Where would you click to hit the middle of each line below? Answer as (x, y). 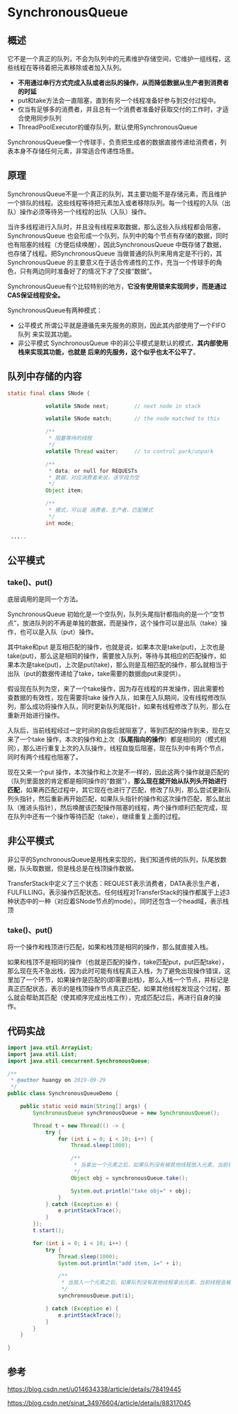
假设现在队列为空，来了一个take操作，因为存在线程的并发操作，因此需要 (113, 689)
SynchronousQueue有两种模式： (55, 310)
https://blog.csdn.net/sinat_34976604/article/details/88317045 (99, 1403)
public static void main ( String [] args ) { (84, 1107)
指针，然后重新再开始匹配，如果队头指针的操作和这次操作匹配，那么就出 (125, 799)
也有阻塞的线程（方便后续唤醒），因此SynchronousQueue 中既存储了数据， (116, 244)
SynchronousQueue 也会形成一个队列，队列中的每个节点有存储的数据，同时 (118, 236)
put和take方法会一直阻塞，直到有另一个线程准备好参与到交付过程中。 (119, 100)
